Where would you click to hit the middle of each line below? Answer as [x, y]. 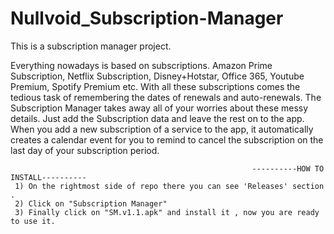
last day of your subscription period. [85, 150]
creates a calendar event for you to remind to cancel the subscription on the [167, 139]
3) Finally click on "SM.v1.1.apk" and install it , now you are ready [167, 212]
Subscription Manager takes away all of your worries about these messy [159, 108]
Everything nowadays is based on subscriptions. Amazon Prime [141, 65]
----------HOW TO [288, 168]
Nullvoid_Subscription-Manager [147, 18]
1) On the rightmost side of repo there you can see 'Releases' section [169, 186]
